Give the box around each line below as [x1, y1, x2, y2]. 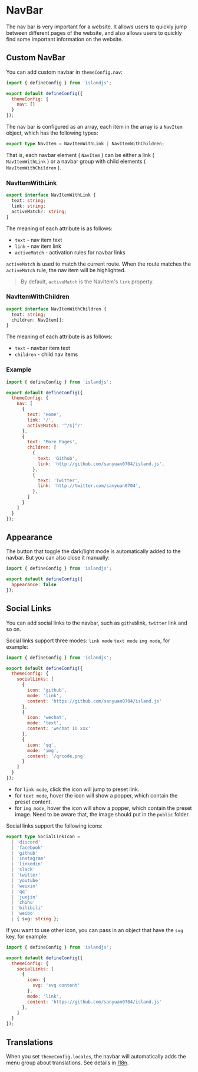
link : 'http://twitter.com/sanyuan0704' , [37, 483, 141, 489]
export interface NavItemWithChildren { [6, 306, 107, 312]
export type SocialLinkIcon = [6, 834, 81, 839]
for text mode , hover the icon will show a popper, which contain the [14, 792, 178, 799]
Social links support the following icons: [6, 822, 103, 829]
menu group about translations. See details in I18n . [6, 1059, 129, 1066]
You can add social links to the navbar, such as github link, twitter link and [6, 619, 187, 626]
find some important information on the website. [6, 35, 123, 43]
